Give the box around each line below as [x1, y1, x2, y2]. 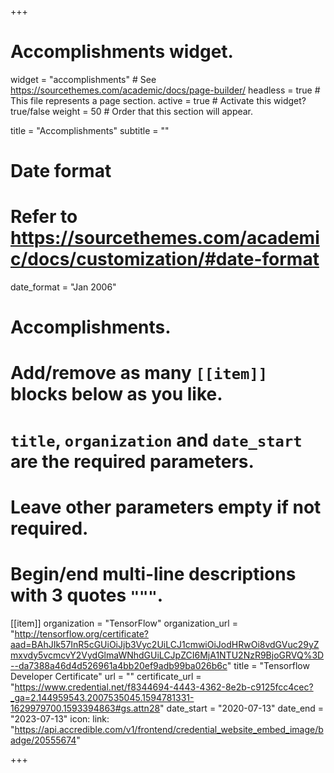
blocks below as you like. [10, 383, 223, 406]
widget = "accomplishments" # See [10, 73, 157, 85]
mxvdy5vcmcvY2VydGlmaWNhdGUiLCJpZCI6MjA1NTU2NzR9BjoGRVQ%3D [10, 649, 325, 661]
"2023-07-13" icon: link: [10, 712, 110, 725]
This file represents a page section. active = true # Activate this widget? [10, 94, 307, 106]
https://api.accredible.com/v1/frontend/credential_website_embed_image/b [14, 723, 324, 735]
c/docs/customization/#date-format [10, 248, 320, 271]
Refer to [10, 206, 78, 228]
